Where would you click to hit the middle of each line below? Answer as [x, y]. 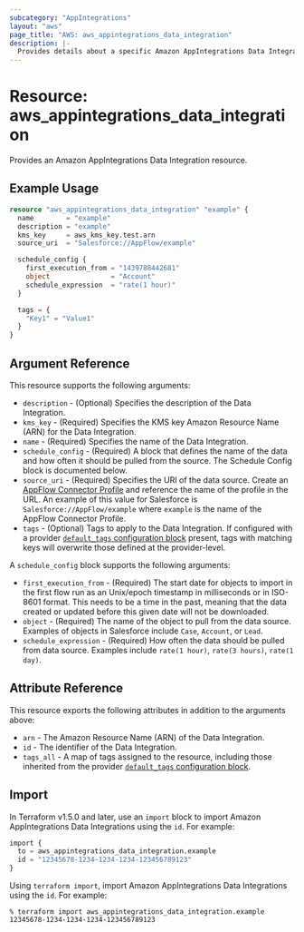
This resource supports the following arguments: [100, 385]
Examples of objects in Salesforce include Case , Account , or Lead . [142, 631]
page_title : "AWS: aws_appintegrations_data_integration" [121, 34]
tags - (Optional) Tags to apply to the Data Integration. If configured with [157, 528]
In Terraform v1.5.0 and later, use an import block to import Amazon [135, 817]
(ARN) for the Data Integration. [79, 431]
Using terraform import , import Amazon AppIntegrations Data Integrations [148, 886]
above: [22, 720]
